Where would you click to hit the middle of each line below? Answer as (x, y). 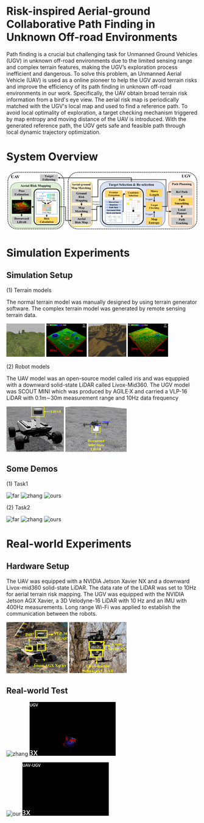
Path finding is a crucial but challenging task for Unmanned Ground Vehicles (102, 54)
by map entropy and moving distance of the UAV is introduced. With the (97, 119)
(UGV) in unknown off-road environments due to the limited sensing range (99, 60)
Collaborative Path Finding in (81, 24)
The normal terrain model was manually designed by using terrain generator (102, 302)
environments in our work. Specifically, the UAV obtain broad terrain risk (97, 93)
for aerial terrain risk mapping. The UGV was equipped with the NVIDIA (95, 594)
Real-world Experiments (69, 543)
